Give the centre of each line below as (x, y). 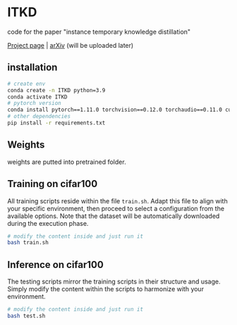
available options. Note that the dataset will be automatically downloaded (114, 216)
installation (32, 68)
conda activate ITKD (38, 97)
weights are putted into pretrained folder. (67, 162)
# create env (26, 84)
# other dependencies (39, 117)
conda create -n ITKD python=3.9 (56, 90)
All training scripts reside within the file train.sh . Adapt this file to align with (117, 200)
